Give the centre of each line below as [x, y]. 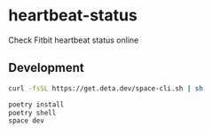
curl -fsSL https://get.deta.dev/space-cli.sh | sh [106, 88]
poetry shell [32, 113]
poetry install [36, 104]
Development [47, 68]
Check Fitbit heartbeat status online [74, 40]
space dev [27, 121]
